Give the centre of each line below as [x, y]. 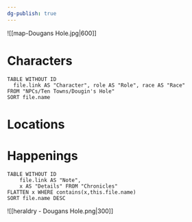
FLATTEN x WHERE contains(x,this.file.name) [72, 192]
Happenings [43, 156]
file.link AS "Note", [50, 180]
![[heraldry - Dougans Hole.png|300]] [60, 211]
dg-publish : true [32, 13]
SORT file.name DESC [37, 198]
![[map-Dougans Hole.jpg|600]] [52, 33]
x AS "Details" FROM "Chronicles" [69, 186]
